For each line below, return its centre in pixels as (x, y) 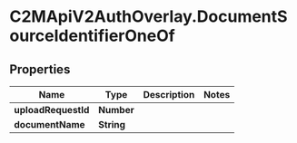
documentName (49, 124)
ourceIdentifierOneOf (92, 36)
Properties (40, 69)
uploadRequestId (52, 110)
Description (169, 95)
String (112, 124)
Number (116, 110)
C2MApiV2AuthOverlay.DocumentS (148, 17)
